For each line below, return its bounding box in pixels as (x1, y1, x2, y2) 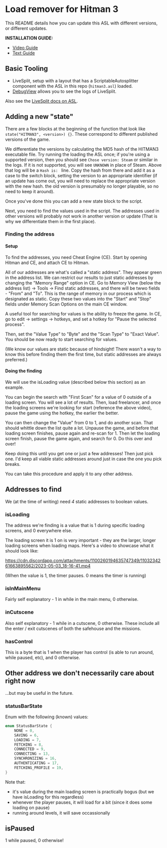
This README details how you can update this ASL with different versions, (5, 20, 158, 26)
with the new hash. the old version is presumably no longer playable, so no (5, 183, 159, 189)
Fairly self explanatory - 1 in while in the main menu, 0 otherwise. (5, 596, 139, 602)
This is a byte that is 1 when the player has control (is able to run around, (5, 649, 154, 655)
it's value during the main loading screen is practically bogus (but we (12, 789, 155, 795)
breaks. (5, 461, 21, 467)
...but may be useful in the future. (5, 690, 74, 696)
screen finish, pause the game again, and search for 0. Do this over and (5, 435, 152, 441)
